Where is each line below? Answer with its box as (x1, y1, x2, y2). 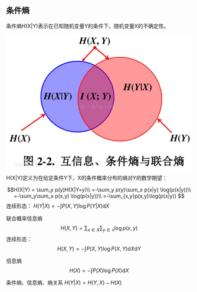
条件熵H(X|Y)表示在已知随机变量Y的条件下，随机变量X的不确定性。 (6, 22, 169, 29)
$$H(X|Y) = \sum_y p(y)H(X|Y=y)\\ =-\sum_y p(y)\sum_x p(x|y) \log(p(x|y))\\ (6, 186, 192, 193)
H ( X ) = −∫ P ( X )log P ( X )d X (69, 267, 129, 274)
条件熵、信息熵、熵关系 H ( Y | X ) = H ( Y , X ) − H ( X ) (6, 279, 122, 286)
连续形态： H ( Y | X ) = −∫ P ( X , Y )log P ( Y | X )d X (6, 202, 110, 209)
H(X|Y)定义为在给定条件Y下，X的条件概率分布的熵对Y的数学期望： (6, 174, 168, 181)
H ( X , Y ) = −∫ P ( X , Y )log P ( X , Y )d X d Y (57, 245, 142, 252)
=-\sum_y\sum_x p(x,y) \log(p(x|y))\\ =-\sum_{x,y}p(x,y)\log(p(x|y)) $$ (14, 192, 185, 199)
